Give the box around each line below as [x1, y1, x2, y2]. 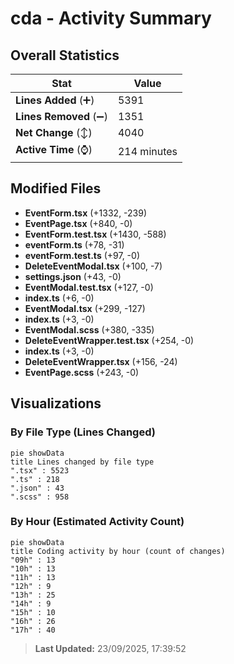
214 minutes [117, 144, 178, 158]
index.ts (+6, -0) [24, 292, 95, 304]
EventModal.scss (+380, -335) [24, 323, 155, 336]
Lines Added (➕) [15, 93, 95, 107]
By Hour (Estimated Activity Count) [10, 515, 185, 529]
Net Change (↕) [15, 126, 93, 139]
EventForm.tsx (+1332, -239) [24, 207, 148, 219]
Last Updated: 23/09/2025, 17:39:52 [34, 642, 187, 654]
